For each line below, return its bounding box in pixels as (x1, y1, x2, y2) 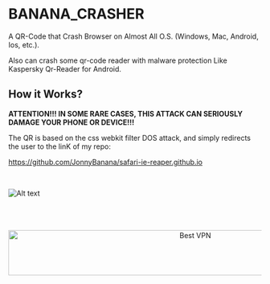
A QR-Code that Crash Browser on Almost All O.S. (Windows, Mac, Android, (8, 31, 259, 41)
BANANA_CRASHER (8, 5, 145, 23)
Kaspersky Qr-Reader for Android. (8, 64, 122, 73)
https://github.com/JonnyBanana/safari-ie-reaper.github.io (8, 157, 203, 167)
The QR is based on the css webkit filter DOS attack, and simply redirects (8, 133, 252, 142)
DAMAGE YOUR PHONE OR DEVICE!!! (8, 117, 135, 127)
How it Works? (8, 88, 83, 101)
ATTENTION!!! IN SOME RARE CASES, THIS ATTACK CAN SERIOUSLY (8, 109, 243, 118)
